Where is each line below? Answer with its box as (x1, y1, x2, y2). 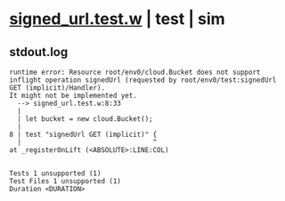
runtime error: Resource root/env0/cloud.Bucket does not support (9, 68, 261, 76)
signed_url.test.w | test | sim (9, 9, 225, 29)
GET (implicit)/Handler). (9, 84, 105, 92)
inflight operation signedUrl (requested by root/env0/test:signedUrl (9, 76, 277, 84)
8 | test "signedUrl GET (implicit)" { (9, 130, 158, 139)
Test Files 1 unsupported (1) (9, 177, 122, 186)
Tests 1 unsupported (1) (9, 169, 102, 178)
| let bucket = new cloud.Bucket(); (17, 115, 153, 124)
